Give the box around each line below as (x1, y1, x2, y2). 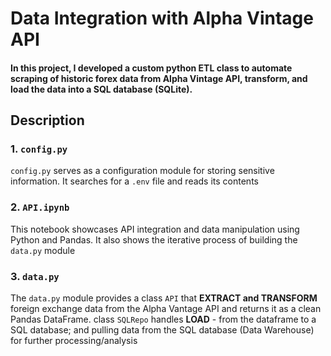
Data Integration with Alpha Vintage (10, 7, 314, 30)
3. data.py (10, 269, 60, 283)
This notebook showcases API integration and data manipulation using (10, 223, 300, 235)
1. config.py (10, 142, 68, 156)
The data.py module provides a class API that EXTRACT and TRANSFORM (10, 292, 318, 304)
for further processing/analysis (10, 335, 138, 347)
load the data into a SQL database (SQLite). (10, 83, 193, 95)
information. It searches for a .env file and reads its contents (10, 175, 259, 187)
